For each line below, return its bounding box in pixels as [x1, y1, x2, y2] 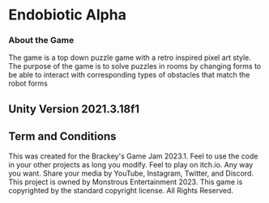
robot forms [8, 78, 49, 88]
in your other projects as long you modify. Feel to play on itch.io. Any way [8, 159, 254, 169]
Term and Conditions [8, 129, 117, 143]
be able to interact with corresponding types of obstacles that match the [8, 70, 250, 80]
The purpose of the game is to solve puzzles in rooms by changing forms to [8, 61, 262, 71]
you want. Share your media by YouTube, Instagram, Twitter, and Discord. [8, 168, 254, 178]
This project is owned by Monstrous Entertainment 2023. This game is [8, 176, 243, 187]
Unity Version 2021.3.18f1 [8, 102, 140, 116]
